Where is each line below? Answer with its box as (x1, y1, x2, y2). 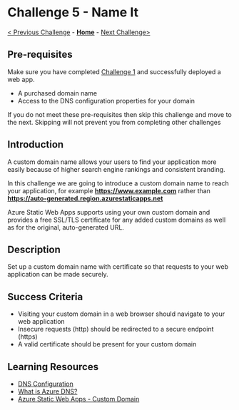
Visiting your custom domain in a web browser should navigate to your (17, 309, 225, 318)
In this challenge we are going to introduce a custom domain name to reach (7, 179, 230, 188)
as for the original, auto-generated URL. (7, 222, 125, 232)
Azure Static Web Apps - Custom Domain (17, 395, 140, 403)
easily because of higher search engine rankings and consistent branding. (7, 165, 226, 173)
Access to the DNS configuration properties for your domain (17, 96, 195, 105)
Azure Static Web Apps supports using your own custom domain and (7, 207, 210, 216)
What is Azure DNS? (17, 387, 78, 396)
